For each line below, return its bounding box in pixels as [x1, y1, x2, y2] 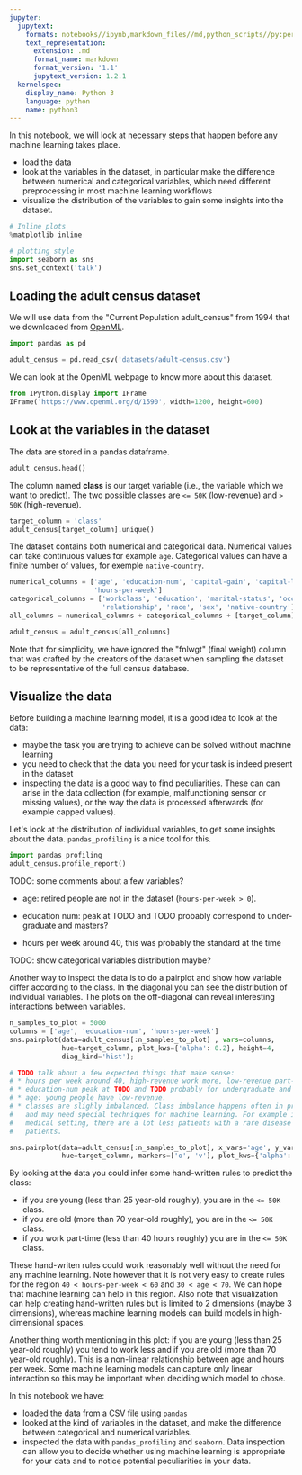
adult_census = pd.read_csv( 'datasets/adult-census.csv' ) [9, 355, 231, 364]
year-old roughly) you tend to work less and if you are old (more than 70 [9, 1345, 277, 1355]
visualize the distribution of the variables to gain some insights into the [22, 195, 284, 206]
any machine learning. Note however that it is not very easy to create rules [9, 1270, 285, 1281]
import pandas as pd [9, 339, 87, 348]
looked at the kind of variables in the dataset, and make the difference [22, 1417, 282, 1428]
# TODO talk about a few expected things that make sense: [9, 1068, 235, 1077]
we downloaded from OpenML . [9, 321, 124, 333]
